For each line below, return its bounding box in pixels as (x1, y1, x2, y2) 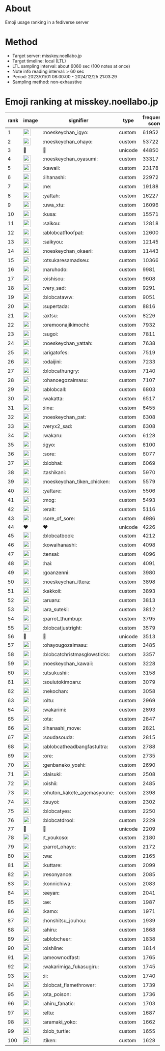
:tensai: (42, 550, 60, 557)
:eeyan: (42, 889, 60, 896)
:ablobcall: (42, 386, 67, 392)
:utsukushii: (42, 669, 69, 676)
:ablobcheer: (42, 935, 72, 942)
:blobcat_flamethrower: (42, 982, 96, 989)
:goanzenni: (42, 569, 70, 576)
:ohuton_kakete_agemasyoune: (42, 789, 114, 796)
